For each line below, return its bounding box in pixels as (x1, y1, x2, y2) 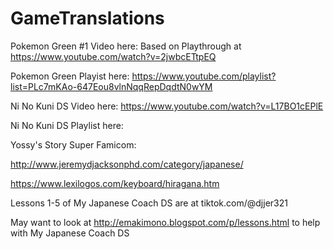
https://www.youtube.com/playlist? (131, 70, 277, 82)
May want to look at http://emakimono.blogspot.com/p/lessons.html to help (10, 216, 321, 228)
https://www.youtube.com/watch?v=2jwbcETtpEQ (10, 50, 217, 62)
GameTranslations (10, 7, 165, 30)
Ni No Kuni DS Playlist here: (10, 119, 124, 131)
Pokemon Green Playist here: (10, 70, 130, 82)
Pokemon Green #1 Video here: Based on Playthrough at (10, 40, 242, 52)
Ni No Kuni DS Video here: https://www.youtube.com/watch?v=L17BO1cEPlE (10, 100, 324, 112)
